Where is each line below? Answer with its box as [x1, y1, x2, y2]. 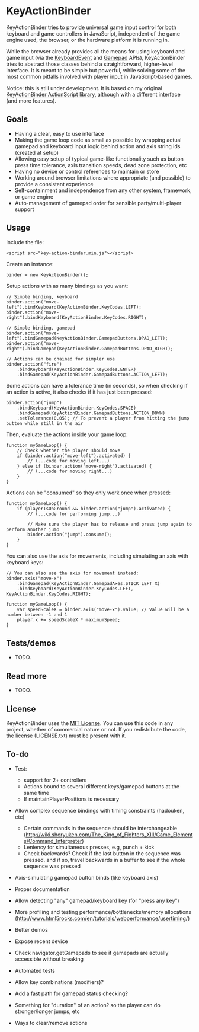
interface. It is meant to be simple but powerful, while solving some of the [6, 66, 186, 74]
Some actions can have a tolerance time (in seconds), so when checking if [6, 382, 188, 389]
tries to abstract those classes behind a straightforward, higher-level [6, 60, 174, 68]
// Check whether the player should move [17, 448, 120, 453]
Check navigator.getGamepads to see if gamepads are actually [14, 949, 169, 956]
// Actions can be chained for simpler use [6, 356, 115, 362]
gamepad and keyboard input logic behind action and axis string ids [14, 142, 181, 149]
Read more [6, 671, 47, 681]
